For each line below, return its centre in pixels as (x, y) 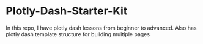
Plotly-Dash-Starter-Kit (67, 11)
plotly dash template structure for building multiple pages (78, 34)
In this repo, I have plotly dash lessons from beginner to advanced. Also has (101, 28)
